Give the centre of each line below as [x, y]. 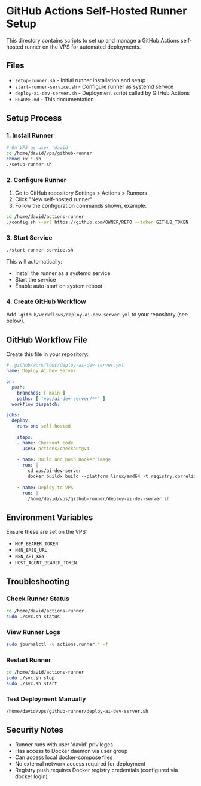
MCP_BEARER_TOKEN [36, 544]
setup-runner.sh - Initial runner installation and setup [80, 80]
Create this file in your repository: [47, 354]
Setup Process [34, 118]
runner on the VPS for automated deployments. [83, 47]
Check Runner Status [38, 599]
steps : [25, 437]
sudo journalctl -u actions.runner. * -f [57, 644]
